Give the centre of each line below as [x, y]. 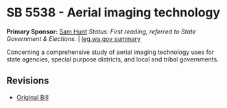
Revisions [28, 81]
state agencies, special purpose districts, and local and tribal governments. [112, 59]
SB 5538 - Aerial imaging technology [113, 13]
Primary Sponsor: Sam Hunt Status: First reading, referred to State [101, 31]
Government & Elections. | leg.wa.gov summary [74, 38]
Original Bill [33, 97]
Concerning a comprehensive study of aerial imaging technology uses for [110, 52]
